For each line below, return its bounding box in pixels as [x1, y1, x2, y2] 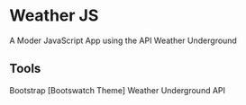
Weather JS [9, 5, 99, 26]
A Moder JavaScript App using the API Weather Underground [9, 35, 237, 46]
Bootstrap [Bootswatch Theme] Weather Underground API [9, 84, 226, 95]
